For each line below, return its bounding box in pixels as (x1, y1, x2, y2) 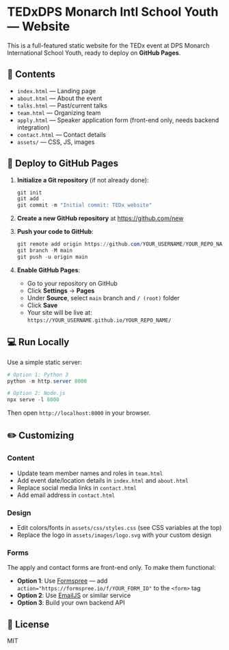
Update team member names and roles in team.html (16, 469, 163, 477)
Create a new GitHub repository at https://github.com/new (16, 214, 184, 223)
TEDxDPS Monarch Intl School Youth (7, 4, 219, 20)
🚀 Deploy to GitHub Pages (7, 158, 119, 169)
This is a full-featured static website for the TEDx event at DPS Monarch (7, 41, 210, 49)
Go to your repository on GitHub (27, 279, 118, 287)
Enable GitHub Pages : (16, 265, 81, 274)
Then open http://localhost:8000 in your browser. (7, 409, 151, 417)
